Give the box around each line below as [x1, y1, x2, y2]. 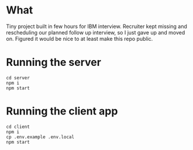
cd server [6, 75, 30, 81]
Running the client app [6, 104, 118, 118]
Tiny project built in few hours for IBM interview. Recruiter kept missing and [6, 23, 187, 30]
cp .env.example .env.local [6, 134, 75, 140]
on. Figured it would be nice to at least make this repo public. [6, 35, 153, 42]
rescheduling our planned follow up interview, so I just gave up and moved [6, 29, 185, 36]
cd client [6, 124, 30, 130]
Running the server [6, 56, 101, 69]
